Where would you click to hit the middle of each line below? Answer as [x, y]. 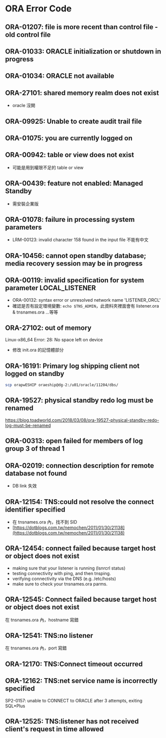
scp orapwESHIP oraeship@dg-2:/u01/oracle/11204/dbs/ [62, 385]
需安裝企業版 [25, 204]
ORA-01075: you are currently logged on [69, 138]
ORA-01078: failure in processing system [70, 219]
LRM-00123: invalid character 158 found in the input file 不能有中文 [80, 240]
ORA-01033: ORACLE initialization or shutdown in [83, 51]
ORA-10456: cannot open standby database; [76, 256]
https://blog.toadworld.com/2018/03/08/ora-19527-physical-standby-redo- [82, 420]
